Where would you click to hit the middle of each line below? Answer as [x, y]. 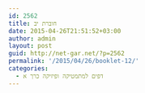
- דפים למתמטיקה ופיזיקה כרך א [60, 76]
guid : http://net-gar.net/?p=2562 [67, 53]
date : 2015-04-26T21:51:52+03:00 [65, 31]
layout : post [30, 46]
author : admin [32, 38]
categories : [28, 69]
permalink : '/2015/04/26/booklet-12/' [74, 61]
